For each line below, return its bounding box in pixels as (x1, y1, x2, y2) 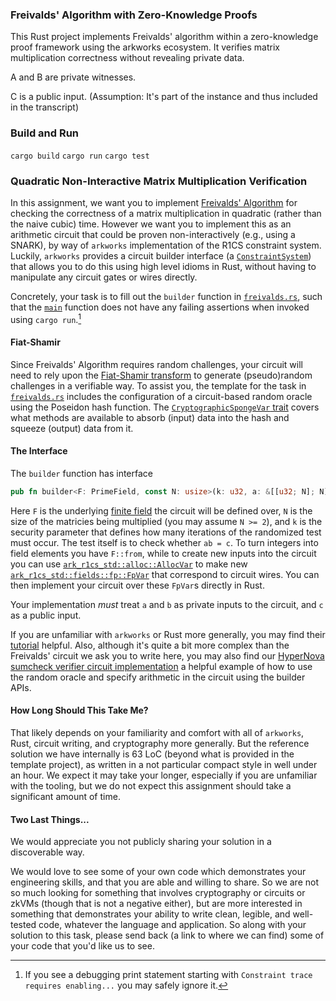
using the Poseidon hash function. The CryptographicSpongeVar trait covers (10, 401, 320, 413)
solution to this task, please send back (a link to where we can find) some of (10, 929, 325, 942)
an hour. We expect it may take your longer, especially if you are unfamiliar (10, 769, 318, 782)
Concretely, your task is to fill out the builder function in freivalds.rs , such (10, 290, 323, 302)
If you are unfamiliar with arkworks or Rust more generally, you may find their (10, 628, 326, 640)
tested (10, 919, 37, 931)
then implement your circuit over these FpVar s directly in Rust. (10, 579, 265, 591)
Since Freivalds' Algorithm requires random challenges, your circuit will (10, 358, 303, 370)
